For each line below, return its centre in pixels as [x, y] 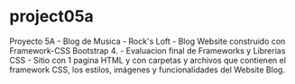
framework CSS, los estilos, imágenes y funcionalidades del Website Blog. [147, 70]
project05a [52, 17]
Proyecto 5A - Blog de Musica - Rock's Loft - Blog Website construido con [147, 41]
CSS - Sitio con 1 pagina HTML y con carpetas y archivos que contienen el [148, 60]
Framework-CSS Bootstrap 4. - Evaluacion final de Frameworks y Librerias [147, 50]
